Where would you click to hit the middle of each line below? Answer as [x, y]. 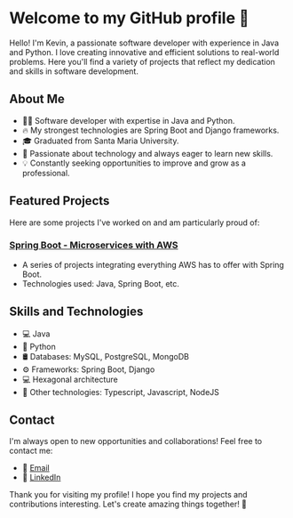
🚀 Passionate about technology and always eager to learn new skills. [147, 153]
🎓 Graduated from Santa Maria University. [100, 141]
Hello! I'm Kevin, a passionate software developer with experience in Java [144, 43]
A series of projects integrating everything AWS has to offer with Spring [153, 264]
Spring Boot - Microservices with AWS [94, 246]
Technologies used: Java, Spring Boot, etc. [101, 283]
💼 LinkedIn [41, 478]
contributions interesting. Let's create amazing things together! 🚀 [128, 504]
